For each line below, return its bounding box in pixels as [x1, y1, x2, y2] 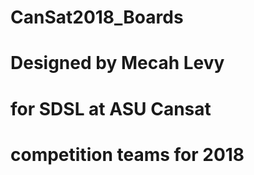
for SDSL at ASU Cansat [10, 97, 212, 120]
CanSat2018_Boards [10, 6, 184, 29]
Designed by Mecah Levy [10, 52, 225, 75]
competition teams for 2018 [10, 143, 245, 166]
